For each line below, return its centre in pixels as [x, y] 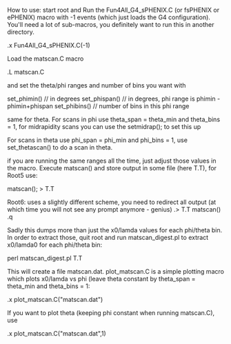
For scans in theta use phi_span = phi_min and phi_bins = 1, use [98, 140]
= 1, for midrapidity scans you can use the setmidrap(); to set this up [104, 127]
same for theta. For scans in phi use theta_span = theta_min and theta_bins [114, 119]
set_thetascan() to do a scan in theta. [60, 147]
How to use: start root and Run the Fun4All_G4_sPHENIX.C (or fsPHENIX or [113, 10]
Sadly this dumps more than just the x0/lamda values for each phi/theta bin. [115, 230]
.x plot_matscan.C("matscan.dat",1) [57, 333]
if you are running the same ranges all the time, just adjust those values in [112, 161]
